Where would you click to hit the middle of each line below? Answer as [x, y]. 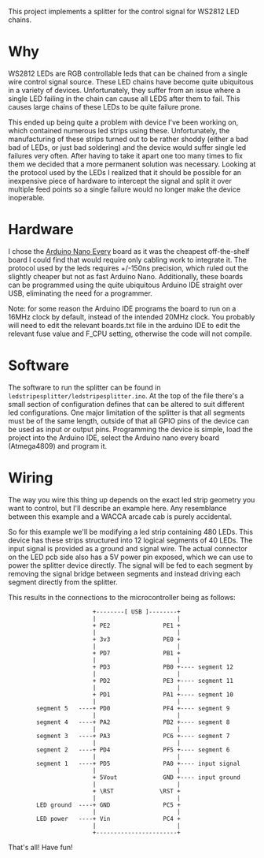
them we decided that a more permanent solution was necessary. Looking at [132, 164]
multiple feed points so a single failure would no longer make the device [125, 189]
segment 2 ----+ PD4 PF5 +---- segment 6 [133, 750]
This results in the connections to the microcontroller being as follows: [122, 597]
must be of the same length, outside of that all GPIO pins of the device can [129, 420]
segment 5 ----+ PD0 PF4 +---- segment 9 [133, 708]
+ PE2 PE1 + [136, 625]
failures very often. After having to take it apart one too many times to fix [126, 155]
